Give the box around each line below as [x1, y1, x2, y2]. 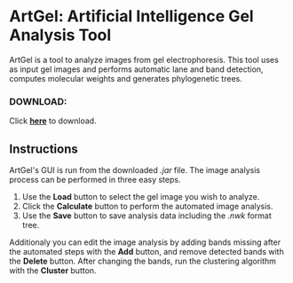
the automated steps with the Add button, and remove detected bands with [9, 247, 284, 257]
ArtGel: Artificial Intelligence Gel [9, 6, 255, 27]
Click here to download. [9, 115, 97, 126]
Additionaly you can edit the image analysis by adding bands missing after [9, 237, 281, 248]
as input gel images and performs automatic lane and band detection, [9, 64, 264, 75]
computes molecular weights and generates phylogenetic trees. [9, 73, 242, 83]
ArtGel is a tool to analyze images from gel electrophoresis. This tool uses [9, 54, 280, 65]
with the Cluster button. [9, 265, 97, 276]
